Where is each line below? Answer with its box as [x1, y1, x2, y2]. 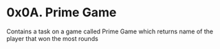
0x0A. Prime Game [6, 5, 117, 20]
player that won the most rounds [6, 34, 99, 42]
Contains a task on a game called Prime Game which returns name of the [6, 27, 214, 35]
